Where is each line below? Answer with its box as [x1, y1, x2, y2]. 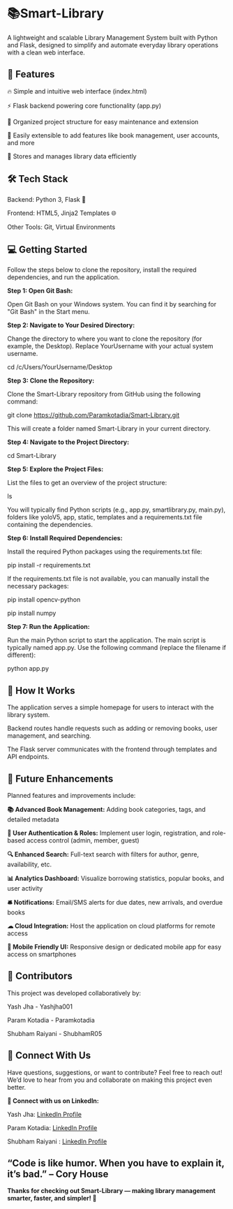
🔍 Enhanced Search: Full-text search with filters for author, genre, [7, 850, 200, 859]
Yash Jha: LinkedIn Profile [7, 1110, 82, 1118]
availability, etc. [7, 860, 52, 868]
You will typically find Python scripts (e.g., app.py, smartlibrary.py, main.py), [7, 505, 226, 514]
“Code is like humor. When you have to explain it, [7, 1157, 225, 1169]
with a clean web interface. [7, 48, 85, 57]
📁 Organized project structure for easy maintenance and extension [7, 117, 199, 126]
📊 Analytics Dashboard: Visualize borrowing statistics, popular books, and [7, 874, 225, 882]
